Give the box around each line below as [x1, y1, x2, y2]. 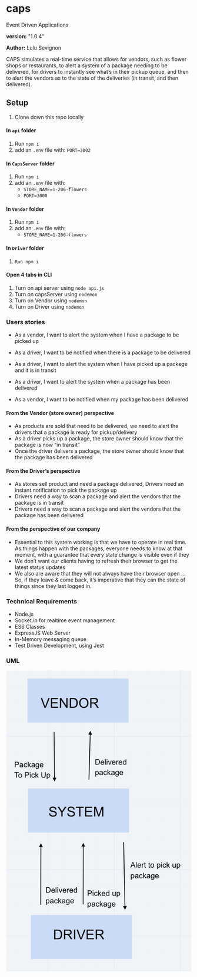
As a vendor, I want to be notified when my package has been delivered [14, 396, 189, 403]
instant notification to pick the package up [14, 486, 117, 494]
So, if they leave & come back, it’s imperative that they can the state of [14, 576, 186, 583]
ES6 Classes [14, 623, 45, 630]
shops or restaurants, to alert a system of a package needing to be [6, 61, 168, 69]
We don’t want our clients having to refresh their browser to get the [14, 557, 178, 564]
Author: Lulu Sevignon [6, 44, 62, 51]
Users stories [6, 318, 45, 326]
